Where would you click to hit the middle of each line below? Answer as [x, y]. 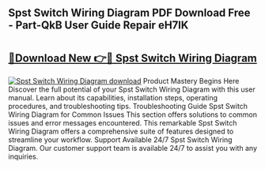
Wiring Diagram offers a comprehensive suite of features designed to [121, 131]
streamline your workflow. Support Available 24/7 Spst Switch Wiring [120, 140]
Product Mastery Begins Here [191, 81]
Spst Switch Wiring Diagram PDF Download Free [129, 13]
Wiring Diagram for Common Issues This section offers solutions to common [132, 115]
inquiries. [23, 156]
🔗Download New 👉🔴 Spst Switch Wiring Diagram [132, 58]
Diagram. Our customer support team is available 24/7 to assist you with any [133, 148]
